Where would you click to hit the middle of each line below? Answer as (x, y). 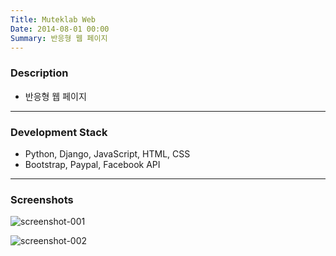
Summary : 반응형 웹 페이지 (59, 38)
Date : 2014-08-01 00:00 (60, 29)
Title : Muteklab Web (53, 19)
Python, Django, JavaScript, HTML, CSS (107, 153)
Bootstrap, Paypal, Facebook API (92, 164)
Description (39, 73)
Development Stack (59, 132)
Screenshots (42, 199)
